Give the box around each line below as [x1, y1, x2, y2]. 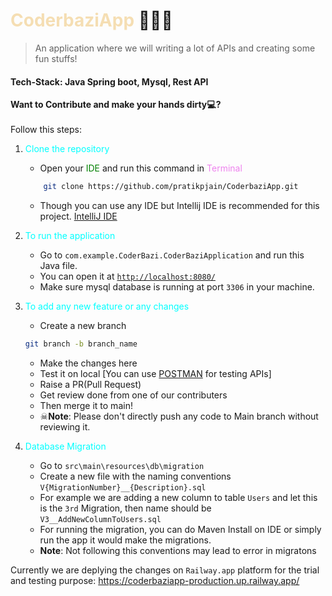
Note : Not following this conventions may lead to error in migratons [39, 544, 317, 556]
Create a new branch [39, 320, 127, 332]
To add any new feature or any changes [24, 300, 190, 313]
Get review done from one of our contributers [39, 389, 228, 401]
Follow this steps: [10, 124, 82, 136]
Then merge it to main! [39, 399, 133, 411]
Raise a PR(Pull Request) [39, 378, 142, 390]
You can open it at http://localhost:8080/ [39, 270, 216, 283]
